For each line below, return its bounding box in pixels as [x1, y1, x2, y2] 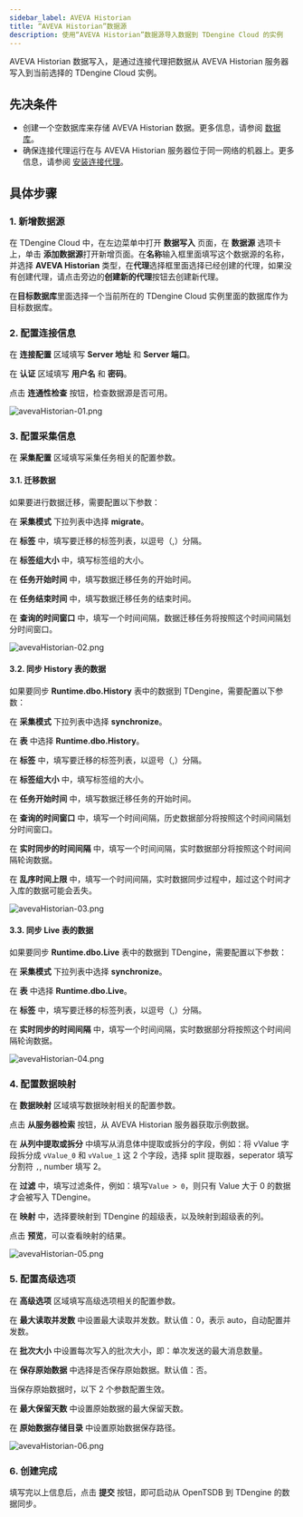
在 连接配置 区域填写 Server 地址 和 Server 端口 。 [9, 349, 195, 360]
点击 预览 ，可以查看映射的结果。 [9, 1230, 131, 1241]
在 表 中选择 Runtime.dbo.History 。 [9, 735, 145, 746]
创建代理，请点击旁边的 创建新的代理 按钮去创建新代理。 [16, 271, 223, 282]
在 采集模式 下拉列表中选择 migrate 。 [9, 516, 149, 527]
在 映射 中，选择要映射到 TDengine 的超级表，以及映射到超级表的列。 [9, 1211, 269, 1222]
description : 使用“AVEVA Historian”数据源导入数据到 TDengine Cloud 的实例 [9, 30, 283, 39]
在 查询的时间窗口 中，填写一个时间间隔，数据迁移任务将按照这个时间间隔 [9, 612, 283, 623]
